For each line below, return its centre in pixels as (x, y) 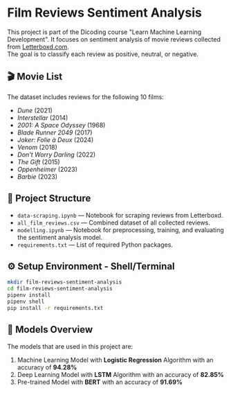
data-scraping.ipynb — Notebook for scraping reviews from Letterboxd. (120, 215)
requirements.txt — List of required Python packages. (95, 245)
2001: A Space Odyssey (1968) (61, 125)
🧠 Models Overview (50, 330)
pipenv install (29, 295)
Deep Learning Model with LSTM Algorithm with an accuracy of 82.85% (120, 374)
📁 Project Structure (49, 199)
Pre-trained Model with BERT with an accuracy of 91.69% (100, 382)
